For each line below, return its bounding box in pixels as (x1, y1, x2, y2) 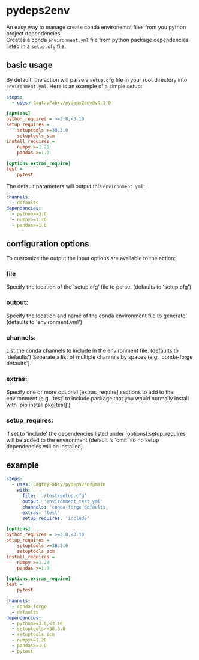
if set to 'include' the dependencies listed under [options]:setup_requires (6, 430, 186, 437)
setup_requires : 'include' (22, 515, 90, 521)
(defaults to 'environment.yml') (6, 318, 83, 325)
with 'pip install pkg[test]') (6, 401, 71, 409)
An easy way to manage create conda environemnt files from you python (6, 23, 186, 31)
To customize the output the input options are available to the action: (6, 255, 176, 262)
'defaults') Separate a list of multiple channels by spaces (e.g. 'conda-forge (6, 353, 193, 361)
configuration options (6, 239, 89, 249)
